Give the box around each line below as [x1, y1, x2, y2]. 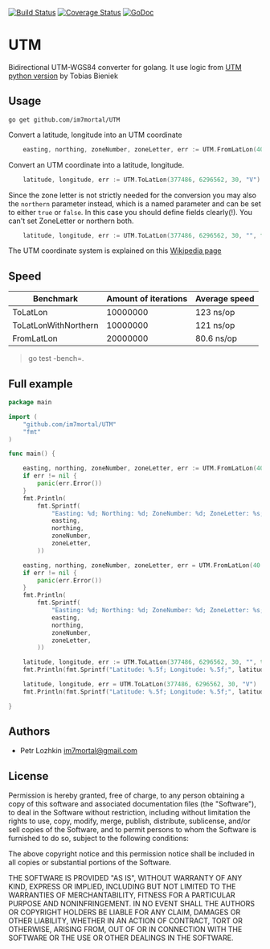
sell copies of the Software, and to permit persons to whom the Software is [8, 825, 257, 835]
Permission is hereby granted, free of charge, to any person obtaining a [8, 790, 245, 801]
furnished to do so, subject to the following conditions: [8, 834, 189, 843]
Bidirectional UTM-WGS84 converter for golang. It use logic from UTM [8, 62, 243, 72]
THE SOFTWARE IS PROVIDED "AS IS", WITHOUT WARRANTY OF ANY [8, 873, 243, 883]
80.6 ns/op [195, 333, 238, 344]
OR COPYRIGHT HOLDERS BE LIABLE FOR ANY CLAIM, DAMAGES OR [8, 907, 241, 918]
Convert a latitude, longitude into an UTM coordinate [8, 130, 182, 139]
